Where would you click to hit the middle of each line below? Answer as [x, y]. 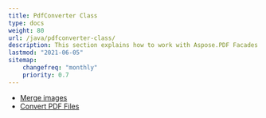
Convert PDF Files [49, 106]
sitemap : [23, 61]
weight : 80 [26, 30]
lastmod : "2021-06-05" [46, 53]
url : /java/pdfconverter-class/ [62, 38]
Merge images [43, 97]
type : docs [26, 23]
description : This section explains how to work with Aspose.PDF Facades [133, 45]
